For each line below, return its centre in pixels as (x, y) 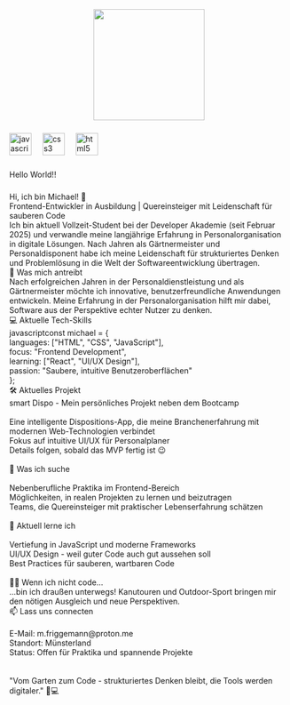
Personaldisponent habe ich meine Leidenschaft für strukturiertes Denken (144, 253)
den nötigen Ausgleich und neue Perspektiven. (94, 601)
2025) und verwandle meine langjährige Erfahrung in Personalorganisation (145, 234)
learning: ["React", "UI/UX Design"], (74, 361)
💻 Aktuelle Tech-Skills (51, 320)
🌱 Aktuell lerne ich (43, 525)
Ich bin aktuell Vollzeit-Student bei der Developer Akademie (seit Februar (142, 225)
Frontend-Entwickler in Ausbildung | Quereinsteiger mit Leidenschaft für (141, 206)
